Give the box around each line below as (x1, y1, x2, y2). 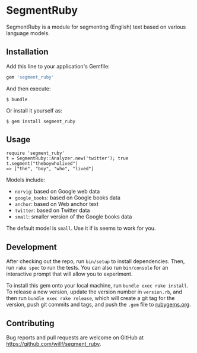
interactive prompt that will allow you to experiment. (6, 270, 133, 277)
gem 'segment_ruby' (6, 74, 55, 80)
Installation (6, 47, 49, 57)
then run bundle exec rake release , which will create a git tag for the (6, 295, 175, 302)
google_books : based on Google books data (14, 194, 120, 201)
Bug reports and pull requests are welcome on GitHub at (6, 334, 144, 341)
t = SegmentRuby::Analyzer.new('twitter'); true (6, 155, 129, 161)
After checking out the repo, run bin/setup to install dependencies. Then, (6, 258, 185, 265)
